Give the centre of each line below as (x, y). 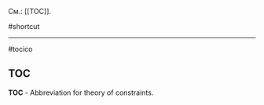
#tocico (20, 49)
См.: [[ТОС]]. (30, 11)
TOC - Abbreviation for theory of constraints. (81, 92)
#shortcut (24, 26)
